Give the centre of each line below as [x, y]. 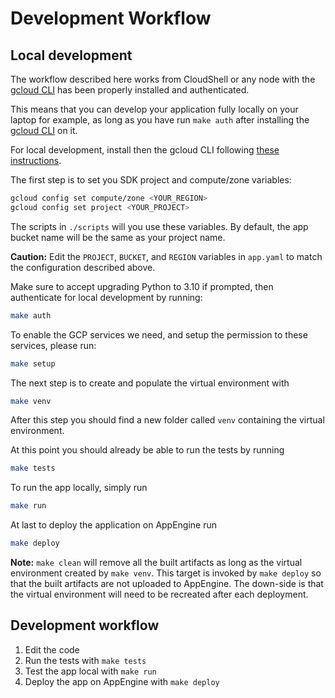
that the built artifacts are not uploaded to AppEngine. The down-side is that [167, 583]
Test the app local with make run [90, 671]
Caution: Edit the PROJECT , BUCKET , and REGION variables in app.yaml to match [166, 256]
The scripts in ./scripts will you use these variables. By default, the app [159, 226]
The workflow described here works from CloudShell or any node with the [163, 79]
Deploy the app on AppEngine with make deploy [122, 681]
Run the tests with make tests [85, 660]
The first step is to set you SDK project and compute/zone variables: [151, 180]
